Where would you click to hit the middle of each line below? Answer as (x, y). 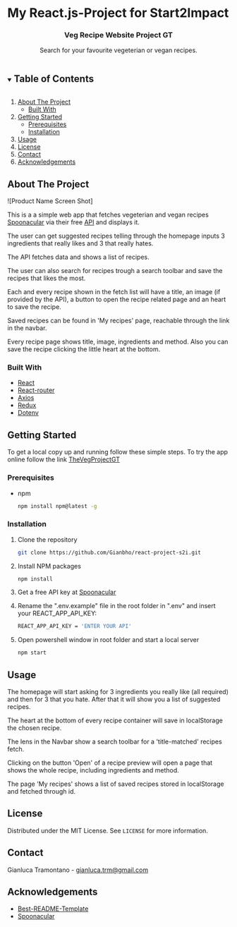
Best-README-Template (53, 909)
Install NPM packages (49, 566)
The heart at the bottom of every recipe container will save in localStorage (115, 720)
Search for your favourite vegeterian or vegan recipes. (119, 50)
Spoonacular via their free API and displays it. (73, 222)
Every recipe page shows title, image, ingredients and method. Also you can (118, 342)
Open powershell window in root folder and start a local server (108, 640)
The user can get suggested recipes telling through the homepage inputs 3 (116, 236)
